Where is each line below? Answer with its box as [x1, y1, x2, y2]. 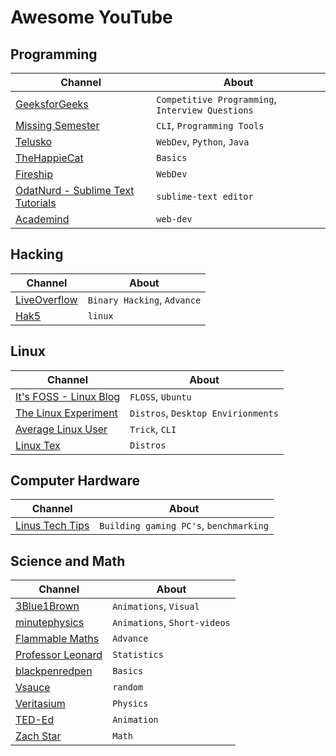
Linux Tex [15, 438, 61, 452]
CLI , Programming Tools [156, 119, 265, 132]
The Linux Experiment [15, 406, 118, 420]
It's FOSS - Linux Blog [15, 389, 121, 403]
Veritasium [15, 697, 66, 711]
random [112, 682, 144, 693]
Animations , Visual [112, 599, 200, 613]
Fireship [15, 167, 53, 181]
